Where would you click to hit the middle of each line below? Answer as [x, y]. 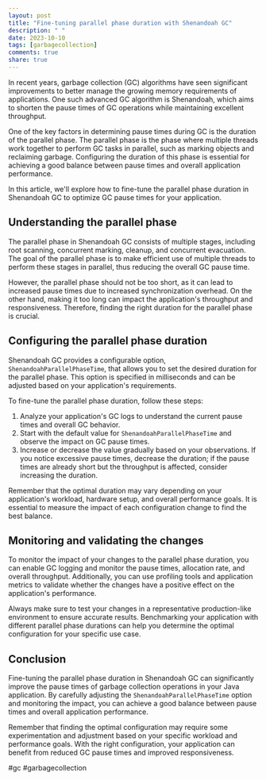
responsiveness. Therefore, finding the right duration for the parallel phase [130, 307]
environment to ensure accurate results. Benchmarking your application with [133, 617]
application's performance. [52, 594]
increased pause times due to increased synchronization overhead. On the [130, 290]
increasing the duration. [58, 475]
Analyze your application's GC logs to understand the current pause [131, 416]
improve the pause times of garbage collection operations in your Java [124, 686]
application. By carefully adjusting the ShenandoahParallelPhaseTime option [130, 695]
